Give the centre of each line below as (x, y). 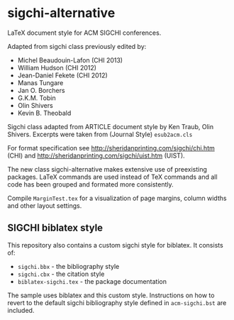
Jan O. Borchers (41, 90)
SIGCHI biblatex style (55, 228)
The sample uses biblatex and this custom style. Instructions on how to (111, 295)
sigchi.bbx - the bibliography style (68, 266)
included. (21, 310)
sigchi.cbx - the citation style (61, 274)
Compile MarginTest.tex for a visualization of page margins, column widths (117, 198)
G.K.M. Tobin (37, 98)
